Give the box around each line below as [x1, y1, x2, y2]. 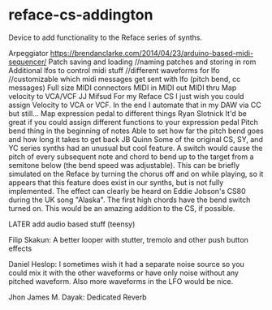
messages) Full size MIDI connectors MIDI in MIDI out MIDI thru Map [8, 83, 237, 93]
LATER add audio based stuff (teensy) [8, 219, 136, 229]
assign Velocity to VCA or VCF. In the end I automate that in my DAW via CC [8, 100, 261, 110]
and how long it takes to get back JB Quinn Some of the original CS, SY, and [8, 134, 264, 144]
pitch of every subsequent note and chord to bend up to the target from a [8, 152, 254, 161]
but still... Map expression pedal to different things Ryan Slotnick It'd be [8, 108, 248, 118]
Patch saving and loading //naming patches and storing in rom [48, 57, 257, 67]
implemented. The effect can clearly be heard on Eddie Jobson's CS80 [8, 186, 246, 196]
